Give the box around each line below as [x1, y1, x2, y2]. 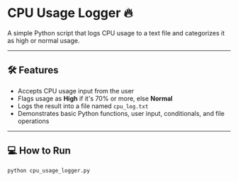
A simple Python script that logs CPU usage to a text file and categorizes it [7, 28, 225, 37]
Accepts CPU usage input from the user [17, 86, 135, 95]
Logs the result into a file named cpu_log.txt [17, 101, 149, 110]
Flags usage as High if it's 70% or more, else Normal [17, 94, 173, 103]
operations [17, 117, 50, 125]
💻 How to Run [7, 145, 71, 157]
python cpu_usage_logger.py [7, 167, 91, 174]
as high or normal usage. [7, 36, 80, 45]
